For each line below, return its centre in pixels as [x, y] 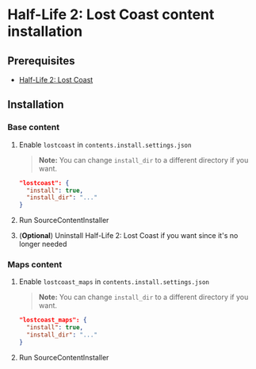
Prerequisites [41, 61]
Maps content [35, 265]
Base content [34, 127]
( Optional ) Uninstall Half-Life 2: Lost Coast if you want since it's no [128, 236]
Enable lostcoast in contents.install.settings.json [105, 144]
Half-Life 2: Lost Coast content [111, 15]
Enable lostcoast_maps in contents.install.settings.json [114, 282]
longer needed [43, 244]
